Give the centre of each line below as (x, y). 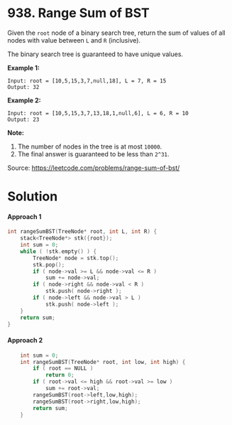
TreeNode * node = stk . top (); (76, 258)
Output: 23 (23, 119)
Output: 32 (23, 87)
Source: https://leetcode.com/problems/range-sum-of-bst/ (94, 168)
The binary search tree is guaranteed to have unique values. (95, 54)
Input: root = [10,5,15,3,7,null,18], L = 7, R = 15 (87, 81)
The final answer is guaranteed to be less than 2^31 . (93, 154)
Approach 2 (25, 340)
